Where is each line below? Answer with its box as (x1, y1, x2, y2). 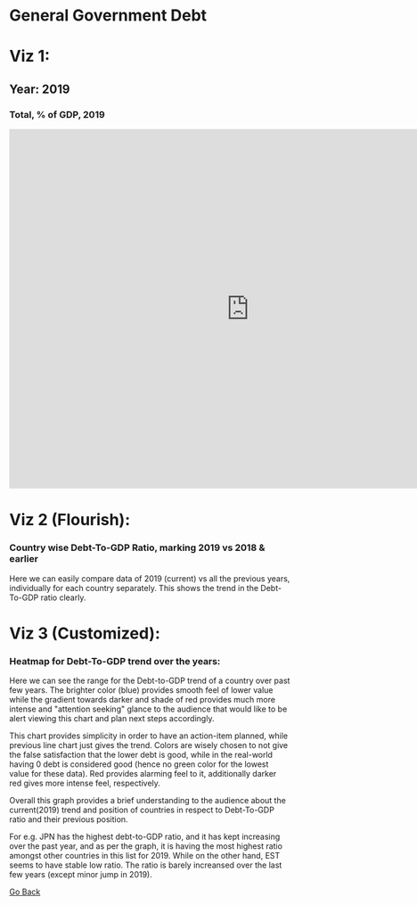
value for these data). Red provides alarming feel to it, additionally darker (9, 769, 277, 779)
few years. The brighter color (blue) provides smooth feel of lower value (9, 685, 274, 695)
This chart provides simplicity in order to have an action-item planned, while (9, 730, 289, 741)
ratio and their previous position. (9, 814, 128, 825)
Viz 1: (9, 46, 51, 67)
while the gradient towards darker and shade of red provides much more (9, 695, 276, 705)
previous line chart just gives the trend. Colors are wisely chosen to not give (9, 740, 289, 751)
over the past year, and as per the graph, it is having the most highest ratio (9, 841, 283, 852)
